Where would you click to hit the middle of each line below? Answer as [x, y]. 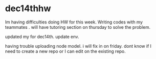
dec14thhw [28, 9]
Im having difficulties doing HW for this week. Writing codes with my [74, 22]
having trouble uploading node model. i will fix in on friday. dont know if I [78, 46]
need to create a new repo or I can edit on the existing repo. [66, 51]
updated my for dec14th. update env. [42, 37]
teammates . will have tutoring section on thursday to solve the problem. [78, 27]
